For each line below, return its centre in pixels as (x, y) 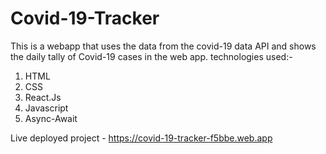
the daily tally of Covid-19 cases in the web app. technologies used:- (151, 56)
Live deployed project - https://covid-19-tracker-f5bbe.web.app (141, 138)
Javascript (46, 108)
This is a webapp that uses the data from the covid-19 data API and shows (163, 46)
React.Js (43, 97)
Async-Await (51, 118)
